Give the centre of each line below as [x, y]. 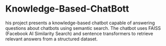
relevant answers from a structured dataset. [52, 39]
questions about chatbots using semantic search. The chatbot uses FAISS [83, 28]
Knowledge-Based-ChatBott [67, 9]
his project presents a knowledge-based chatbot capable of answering [80, 23]
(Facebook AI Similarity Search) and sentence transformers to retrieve [79, 33]
